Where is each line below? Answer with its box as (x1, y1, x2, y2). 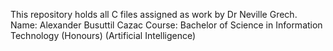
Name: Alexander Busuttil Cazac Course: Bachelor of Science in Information (10, 19, 323, 31)
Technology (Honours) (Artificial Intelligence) (10, 30, 197, 41)
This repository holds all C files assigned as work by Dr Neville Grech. (10, 9, 298, 20)
